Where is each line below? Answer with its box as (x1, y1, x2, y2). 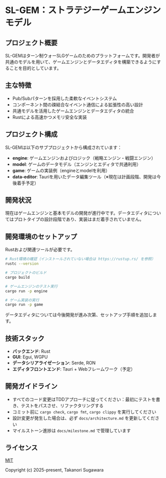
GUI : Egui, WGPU (12, 354, 48, 360)
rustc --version (5, 261, 39, 266)
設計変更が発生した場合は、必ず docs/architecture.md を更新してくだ (12, 415, 156, 421)
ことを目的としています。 (9, 65, 62, 71)
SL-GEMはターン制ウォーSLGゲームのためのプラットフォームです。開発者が (5, 53, 160, 58)
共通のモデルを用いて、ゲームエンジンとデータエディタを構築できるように (5, 59, 157, 65)
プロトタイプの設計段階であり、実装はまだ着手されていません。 (13, 216, 144, 222)
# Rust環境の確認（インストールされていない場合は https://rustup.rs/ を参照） (5, 257, 156, 262)
